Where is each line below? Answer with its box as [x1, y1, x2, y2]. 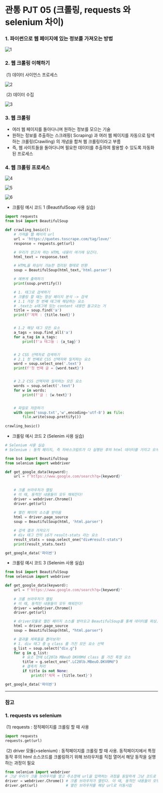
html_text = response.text [14, 254, 68, 259]
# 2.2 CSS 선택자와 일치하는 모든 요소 [14, 379, 82, 384]
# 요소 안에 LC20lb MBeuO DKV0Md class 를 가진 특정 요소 [22, 655, 131, 660]
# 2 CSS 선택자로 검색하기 [14, 352, 60, 357]
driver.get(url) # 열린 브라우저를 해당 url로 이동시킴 [5, 783, 132, 788]
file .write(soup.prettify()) [22, 415, 81, 420]
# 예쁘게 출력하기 [14, 276, 44, 282]
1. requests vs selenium [5, 712, 62, 719]
